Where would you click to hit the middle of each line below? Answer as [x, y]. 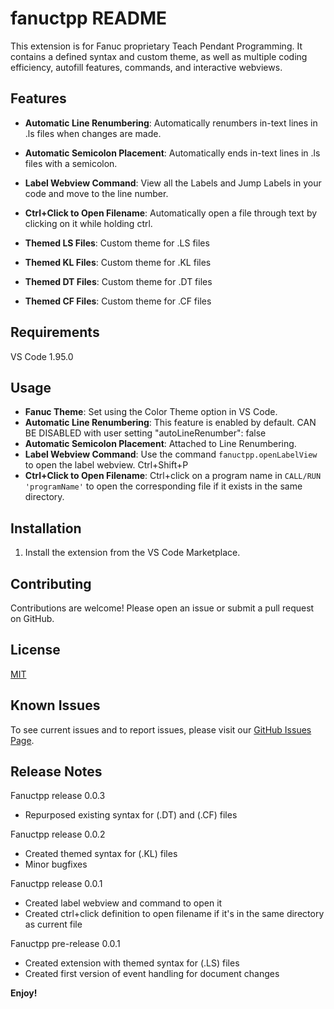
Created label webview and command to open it [123, 903]
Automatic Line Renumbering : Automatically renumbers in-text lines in [171, 123]
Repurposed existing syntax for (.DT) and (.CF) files [131, 815]
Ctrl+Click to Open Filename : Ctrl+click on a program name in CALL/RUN [173, 476]
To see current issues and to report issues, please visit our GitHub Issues [161, 729]
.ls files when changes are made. [93, 133]
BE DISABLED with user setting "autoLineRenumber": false [145, 433]
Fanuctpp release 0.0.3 [58, 796]
